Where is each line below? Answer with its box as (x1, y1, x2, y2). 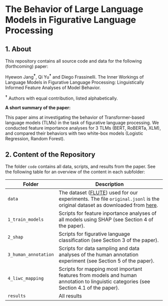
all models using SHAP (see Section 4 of (58, 216, 153, 223)
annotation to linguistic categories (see (58, 278, 150, 285)
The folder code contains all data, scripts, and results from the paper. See (5, 164, 156, 170)
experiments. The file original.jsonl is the (58, 195, 160, 202)
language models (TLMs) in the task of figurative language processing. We (5, 120, 159, 126)
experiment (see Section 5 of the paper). (58, 257, 154, 264)
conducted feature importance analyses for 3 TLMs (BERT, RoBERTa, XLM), (5, 125, 161, 131)
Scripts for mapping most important (58, 265, 142, 272)
